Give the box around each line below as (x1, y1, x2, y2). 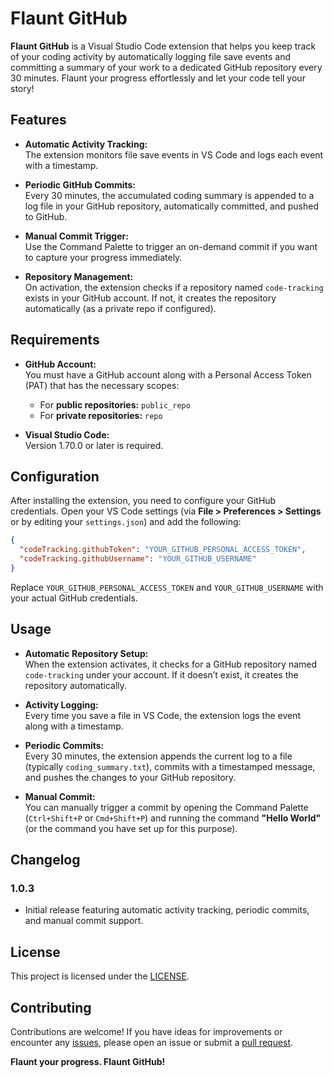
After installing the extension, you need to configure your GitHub (10, 495, 277, 507)
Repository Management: (24, 270, 134, 282)
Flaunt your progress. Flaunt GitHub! (10, 1056, 166, 1067)
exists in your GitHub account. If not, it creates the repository (24, 292, 277, 304)
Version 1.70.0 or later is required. (24, 439, 164, 451)
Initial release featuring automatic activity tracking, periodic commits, (24, 904, 310, 916)
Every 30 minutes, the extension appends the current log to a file (24, 750, 293, 762)
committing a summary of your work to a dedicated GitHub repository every (10, 61, 323, 73)
